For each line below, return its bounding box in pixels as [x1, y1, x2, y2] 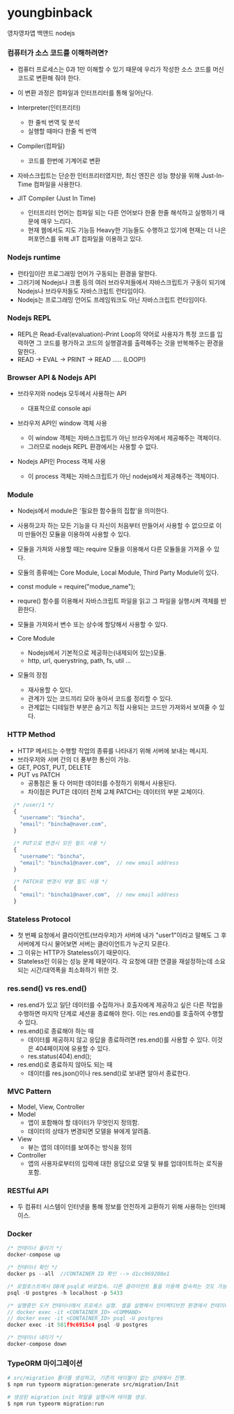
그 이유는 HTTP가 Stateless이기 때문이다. [17, 948, 131, 957]
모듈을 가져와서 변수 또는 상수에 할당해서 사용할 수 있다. [17, 621, 169, 629]
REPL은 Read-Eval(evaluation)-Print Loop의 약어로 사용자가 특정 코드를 [17, 330, 216, 338]
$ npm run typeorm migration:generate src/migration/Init [7, 1381, 179, 1388]
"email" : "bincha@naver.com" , [19, 821, 108, 828]
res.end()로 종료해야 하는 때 [17, 1026, 94, 1035]
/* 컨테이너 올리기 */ [7, 1245, 63, 1252]
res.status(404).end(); [27, 1051, 92, 1060]
